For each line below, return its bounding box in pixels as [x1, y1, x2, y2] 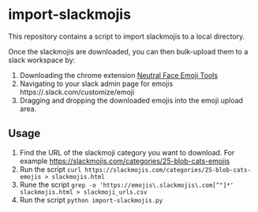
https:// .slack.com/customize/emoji [19, 87, 135, 96]
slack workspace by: [8, 55, 76, 65]
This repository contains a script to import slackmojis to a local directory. [8, 32, 245, 41]
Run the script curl [19, 164, 82, 174]
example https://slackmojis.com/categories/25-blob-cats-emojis [19, 156, 230, 166]
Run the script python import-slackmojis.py [19, 195, 163, 204]
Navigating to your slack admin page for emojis [19, 79, 174, 88]
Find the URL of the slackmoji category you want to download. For [19, 147, 235, 157]
